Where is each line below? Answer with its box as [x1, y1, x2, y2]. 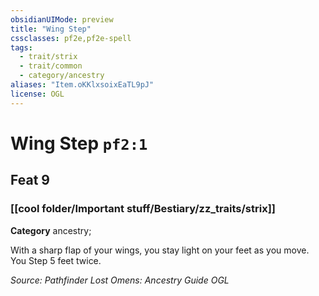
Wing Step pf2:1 [10, 132, 148, 155]
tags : [10, 42, 33, 53]
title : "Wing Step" [10, 24, 92, 34]
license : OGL [10, 89, 65, 99]
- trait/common [19, 61, 83, 71]
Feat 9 [10, 172, 50, 189]
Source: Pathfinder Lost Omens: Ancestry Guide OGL [10, 274, 230, 286]
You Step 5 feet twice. [10, 254, 102, 266]
